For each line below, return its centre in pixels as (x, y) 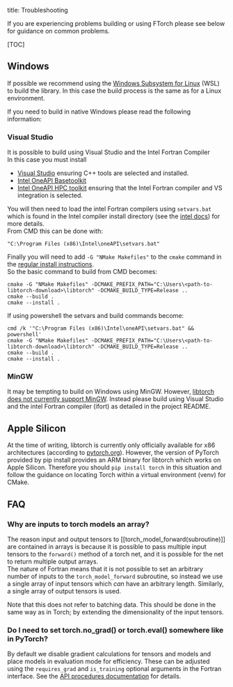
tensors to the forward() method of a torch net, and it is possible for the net (115, 554)
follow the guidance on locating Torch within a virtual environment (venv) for (116, 475)
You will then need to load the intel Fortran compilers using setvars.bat (110, 209)
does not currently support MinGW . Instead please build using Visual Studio (115, 399)
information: (25, 119)
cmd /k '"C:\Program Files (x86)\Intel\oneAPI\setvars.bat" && (101, 329)
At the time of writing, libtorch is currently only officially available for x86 (111, 445)
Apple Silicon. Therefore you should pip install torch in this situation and (115, 467)
